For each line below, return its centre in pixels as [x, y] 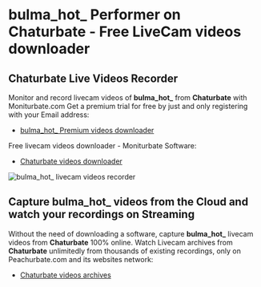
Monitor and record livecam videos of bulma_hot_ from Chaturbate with [128, 97]
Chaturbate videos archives [66, 275]
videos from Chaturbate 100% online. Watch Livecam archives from [121, 242]
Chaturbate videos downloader [71, 161]
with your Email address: [49, 115]
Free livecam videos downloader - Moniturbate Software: [102, 146]
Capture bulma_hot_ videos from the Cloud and [128, 202]
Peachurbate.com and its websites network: [81, 259]
